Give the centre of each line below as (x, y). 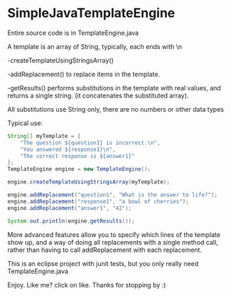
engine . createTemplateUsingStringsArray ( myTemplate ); (89, 182)
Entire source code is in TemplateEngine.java (73, 33)
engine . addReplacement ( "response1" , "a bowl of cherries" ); (98, 201)
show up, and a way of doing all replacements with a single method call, (113, 242)
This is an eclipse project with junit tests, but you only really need (103, 263)
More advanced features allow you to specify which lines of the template (114, 234)
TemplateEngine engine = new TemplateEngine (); (79, 169)
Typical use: (25, 123)
